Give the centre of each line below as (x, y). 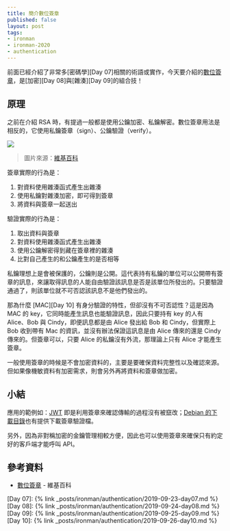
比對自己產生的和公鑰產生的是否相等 (68, 259)
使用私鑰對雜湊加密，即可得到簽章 (65, 195)
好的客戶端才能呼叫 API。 (43, 444)
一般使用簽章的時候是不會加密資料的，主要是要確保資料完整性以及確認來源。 (115, 362)
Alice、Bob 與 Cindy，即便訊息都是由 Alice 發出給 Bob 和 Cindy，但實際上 (112, 322)
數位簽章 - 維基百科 (44, 485)
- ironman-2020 (29, 45)
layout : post (26, 26)
